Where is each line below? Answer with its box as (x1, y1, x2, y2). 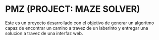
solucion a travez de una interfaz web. (5, 30, 83, 36)
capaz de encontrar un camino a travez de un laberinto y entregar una (5, 25, 149, 31)
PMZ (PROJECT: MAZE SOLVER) (5, 3, 140, 15)
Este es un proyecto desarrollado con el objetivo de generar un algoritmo (5, 20, 155, 26)
